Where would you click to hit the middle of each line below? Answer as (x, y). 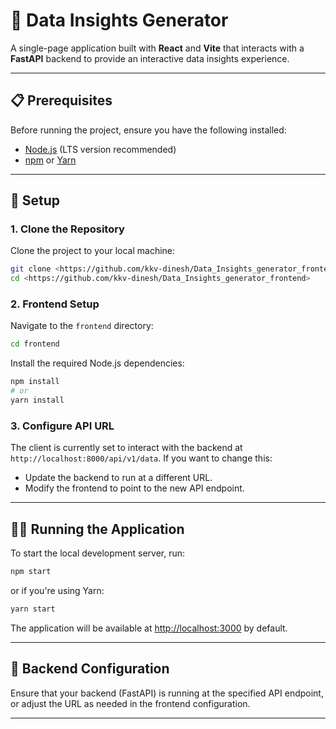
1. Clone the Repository (67, 229)
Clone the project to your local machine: (93, 251)
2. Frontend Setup (55, 304)
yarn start (33, 609)
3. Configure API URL (62, 426)
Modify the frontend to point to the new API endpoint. (134, 488)
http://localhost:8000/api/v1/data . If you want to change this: (141, 458)
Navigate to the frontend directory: (82, 326)
